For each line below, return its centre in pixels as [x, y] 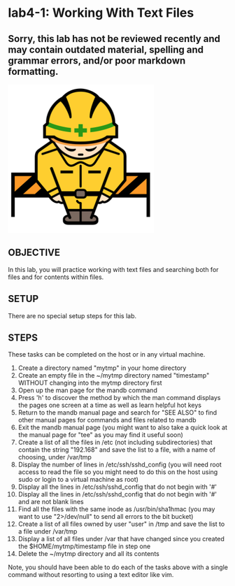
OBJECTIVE [34, 253]
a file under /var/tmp [48, 531]
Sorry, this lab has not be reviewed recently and [114, 39]
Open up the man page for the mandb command [88, 390]
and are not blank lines [51, 502]
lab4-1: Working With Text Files [101, 13]
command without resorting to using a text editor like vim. [91, 575]
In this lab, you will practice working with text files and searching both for [113, 269]
